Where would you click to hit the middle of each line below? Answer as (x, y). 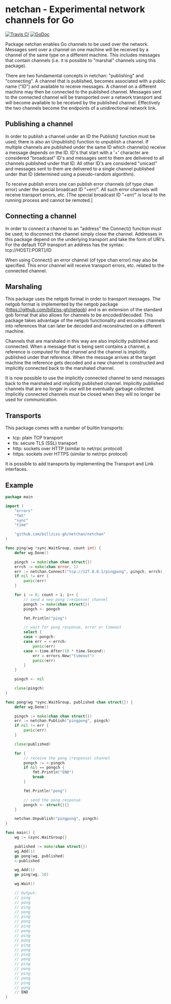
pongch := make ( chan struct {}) (57, 604)
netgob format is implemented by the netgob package (62, 304)
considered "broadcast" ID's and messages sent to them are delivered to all (85, 158)
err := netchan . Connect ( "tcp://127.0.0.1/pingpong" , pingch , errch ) (89, 571)
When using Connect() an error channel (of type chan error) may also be (81, 260)
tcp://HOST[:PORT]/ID (28, 250)
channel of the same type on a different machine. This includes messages (83, 55)
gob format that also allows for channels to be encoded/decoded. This (79, 315)
